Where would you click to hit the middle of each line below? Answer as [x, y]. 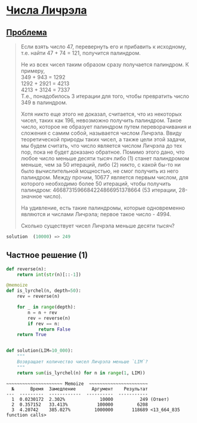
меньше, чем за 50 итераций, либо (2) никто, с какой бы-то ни [101, 165]
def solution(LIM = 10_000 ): [40, 351]
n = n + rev [43, 312]
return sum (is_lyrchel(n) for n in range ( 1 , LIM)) [81, 373]
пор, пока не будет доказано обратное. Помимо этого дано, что [103, 152]
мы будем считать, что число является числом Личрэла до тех [101, 146]
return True [32, 335]
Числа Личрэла [47, 10]
